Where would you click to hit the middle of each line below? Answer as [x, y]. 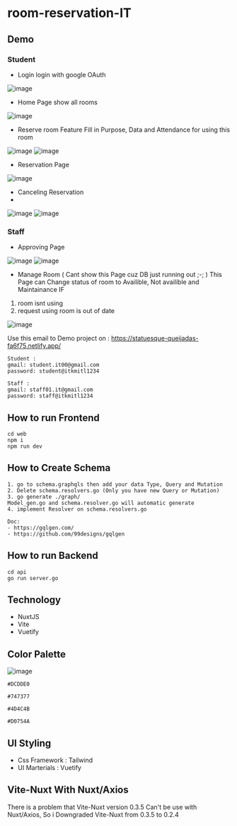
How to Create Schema [59, 468]
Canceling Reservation [51, 192]
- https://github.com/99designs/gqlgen [66, 534]
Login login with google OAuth [62, 74]
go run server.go [33, 578]
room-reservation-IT [70, 13]
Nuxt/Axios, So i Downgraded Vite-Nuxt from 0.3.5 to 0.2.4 [93, 814]
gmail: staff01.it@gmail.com [50, 390]
